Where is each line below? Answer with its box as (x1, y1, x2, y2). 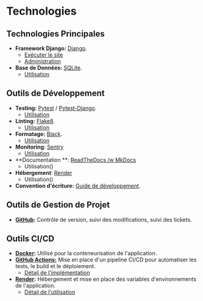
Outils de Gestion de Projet (6, 200, 110, 210)
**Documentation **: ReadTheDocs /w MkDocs (15, 156, 136, 163)
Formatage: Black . (15, 130, 63, 138)
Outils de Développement (6, 88, 105, 99)
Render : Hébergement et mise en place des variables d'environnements (15, 275, 197, 283)
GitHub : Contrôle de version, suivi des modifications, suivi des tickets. (15, 216, 192, 223)
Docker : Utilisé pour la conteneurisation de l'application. (15, 250, 157, 257)
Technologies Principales (6, 29, 105, 39)
